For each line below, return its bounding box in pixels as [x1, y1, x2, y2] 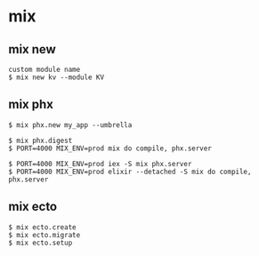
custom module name [8, 65, 81, 74]
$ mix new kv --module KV [8, 73, 104, 82]
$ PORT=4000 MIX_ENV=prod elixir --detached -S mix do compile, [8, 167, 252, 176]
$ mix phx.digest [8, 136, 73, 145]
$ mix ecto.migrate [8, 230, 81, 239]
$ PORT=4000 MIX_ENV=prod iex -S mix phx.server [8, 159, 192, 168]
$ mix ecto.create [8, 222, 77, 232]
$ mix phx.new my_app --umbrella [8, 120, 133, 130]
